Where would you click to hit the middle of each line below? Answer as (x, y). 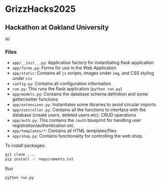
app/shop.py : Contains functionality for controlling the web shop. (78, 136)
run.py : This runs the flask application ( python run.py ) (67, 89)
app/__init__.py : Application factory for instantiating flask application (83, 63)
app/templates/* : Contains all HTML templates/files (64, 131)
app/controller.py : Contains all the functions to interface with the (79, 110)
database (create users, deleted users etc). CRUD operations (74, 115)
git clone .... (21, 155)
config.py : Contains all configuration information (62, 84)
